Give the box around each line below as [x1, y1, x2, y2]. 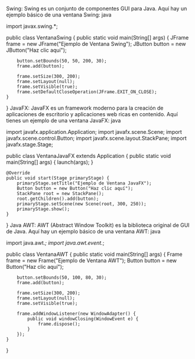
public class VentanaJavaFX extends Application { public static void [6, 153, 171, 159]
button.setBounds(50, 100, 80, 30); [17, 275, 108, 281]
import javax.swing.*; [6, 23, 58, 29]
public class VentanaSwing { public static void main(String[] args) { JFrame [6, 34, 189, 41]
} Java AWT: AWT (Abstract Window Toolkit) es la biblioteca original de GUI [6, 222, 190, 229]
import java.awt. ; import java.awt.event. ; [6, 239, 105, 246]
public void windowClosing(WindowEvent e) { [27, 316, 139, 322]
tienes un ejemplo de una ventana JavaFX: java [6, 117, 121, 124]
